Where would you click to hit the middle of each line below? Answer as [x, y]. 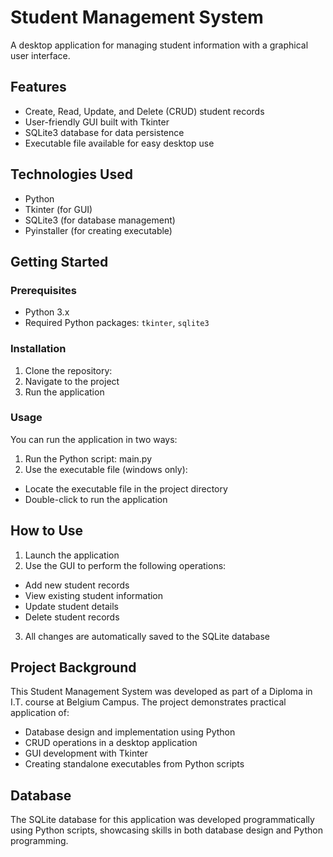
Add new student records [77, 585]
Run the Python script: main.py [88, 458]
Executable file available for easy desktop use [119, 143]
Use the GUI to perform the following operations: [125, 565]
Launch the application [72, 555]
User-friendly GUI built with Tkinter [97, 122]
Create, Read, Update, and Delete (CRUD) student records [144, 111]
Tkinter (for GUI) [58, 209]
